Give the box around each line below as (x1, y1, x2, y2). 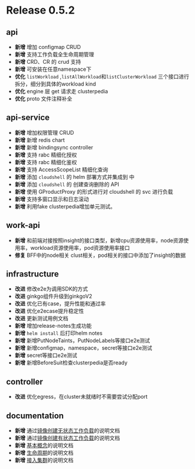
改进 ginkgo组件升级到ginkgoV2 (14, 293, 93, 300)
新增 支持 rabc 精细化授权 (14, 151, 77, 158)
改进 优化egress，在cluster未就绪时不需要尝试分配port (14, 393, 148, 400)
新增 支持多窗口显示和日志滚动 (14, 196, 89, 203)
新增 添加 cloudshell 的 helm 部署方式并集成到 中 (14, 173, 135, 180)
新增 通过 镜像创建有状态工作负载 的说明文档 (14, 435, 120, 442)
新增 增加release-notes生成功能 (14, 323, 92, 330)
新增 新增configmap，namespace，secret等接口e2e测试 (14, 344, 152, 351)
